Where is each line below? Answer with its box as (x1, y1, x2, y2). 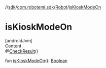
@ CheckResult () (5, 48, 38, 54)
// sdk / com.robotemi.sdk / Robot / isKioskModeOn (5, 4, 101, 10)
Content (5, 43, 22, 49)
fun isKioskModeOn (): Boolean (5, 58, 68, 64)
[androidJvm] (5, 37, 33, 43)
